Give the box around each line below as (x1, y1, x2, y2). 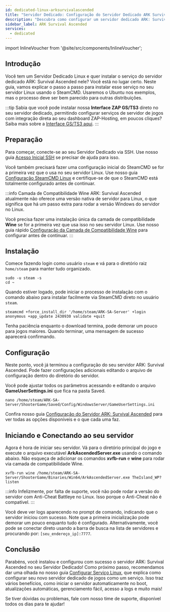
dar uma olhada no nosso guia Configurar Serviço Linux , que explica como (5, 569, 161, 575)
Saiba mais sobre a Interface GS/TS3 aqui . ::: (5, 120, 99, 127)
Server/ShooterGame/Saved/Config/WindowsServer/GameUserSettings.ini (5, 402, 155, 407)
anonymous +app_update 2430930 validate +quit (5, 314, 105, 319)
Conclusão (5, 545, 40, 554)
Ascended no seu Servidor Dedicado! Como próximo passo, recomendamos (5, 564, 164, 570)
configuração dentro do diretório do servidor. (5, 372, 100, 379)
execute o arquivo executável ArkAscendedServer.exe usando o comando (5, 450, 162, 456)
